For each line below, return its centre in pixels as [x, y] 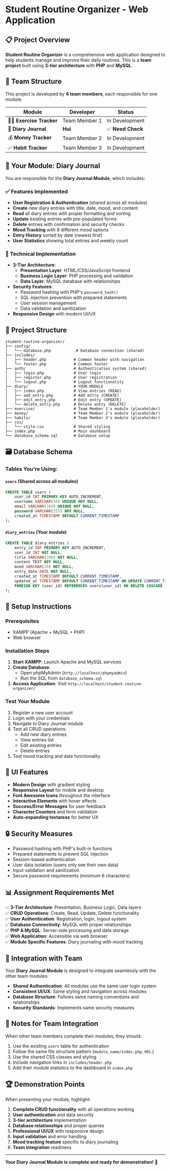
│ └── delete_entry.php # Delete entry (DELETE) [66, 404]
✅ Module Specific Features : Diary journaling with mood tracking [74, 942]
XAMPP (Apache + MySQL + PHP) [49, 632]
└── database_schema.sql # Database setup [58, 436]
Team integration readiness [42, 1147]
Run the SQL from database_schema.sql [61, 678]
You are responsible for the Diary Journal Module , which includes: [75, 178]
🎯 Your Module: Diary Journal [53, 166]
